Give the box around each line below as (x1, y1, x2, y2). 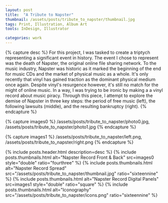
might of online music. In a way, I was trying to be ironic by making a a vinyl (5, 87, 163, 93)
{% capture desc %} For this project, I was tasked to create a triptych (5, 49, 151, 55)
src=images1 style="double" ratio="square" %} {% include (5, 181, 128, 187)
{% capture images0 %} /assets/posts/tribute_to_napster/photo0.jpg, (5, 119, 150, 124)
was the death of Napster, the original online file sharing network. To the (5, 60, 156, 66)
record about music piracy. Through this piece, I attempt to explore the (5, 92, 153, 98)
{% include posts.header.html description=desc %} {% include (5, 149, 137, 155)
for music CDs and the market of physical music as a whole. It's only (5, 71, 149, 77)
